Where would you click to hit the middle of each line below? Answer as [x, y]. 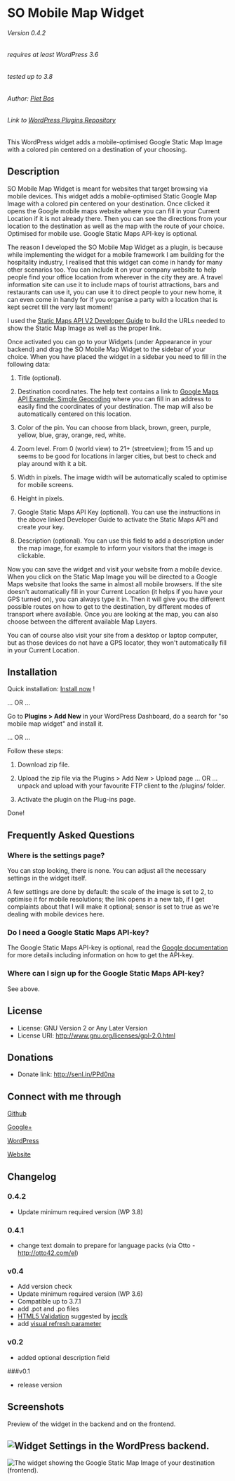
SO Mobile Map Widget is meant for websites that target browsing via [108, 189]
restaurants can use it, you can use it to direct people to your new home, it [115, 292]
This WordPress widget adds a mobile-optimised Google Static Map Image [115, 141]
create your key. [41, 527]
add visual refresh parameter [59, 1324]
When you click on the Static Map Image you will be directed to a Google [112, 576]
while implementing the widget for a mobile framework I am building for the [116, 254]
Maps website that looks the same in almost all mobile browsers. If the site [115, 584]
